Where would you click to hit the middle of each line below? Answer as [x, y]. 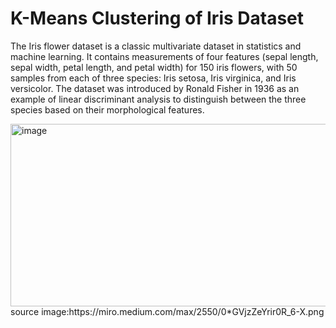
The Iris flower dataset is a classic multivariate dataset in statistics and [156, 46]
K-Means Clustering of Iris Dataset [157, 18]
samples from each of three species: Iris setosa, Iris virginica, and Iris [153, 78]
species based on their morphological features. [107, 109]
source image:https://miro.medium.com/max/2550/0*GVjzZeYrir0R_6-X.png [167, 311]
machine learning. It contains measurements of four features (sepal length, [164, 56]
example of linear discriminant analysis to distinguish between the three [158, 99]
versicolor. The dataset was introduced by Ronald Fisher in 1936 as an [155, 88]
